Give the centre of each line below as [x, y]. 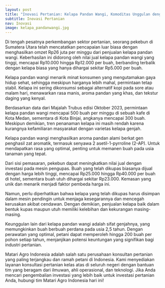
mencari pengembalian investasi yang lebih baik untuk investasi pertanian [80, 275]
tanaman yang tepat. [26, 154]
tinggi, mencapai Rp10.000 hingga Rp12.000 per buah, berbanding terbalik [80, 63]
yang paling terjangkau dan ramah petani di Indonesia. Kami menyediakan [80, 260]
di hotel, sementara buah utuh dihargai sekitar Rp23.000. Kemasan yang [78, 179]
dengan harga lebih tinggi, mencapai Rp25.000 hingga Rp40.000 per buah [80, 174]
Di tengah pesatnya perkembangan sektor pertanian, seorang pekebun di [79, 42]
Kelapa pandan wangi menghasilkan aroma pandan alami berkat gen [74, 138]
